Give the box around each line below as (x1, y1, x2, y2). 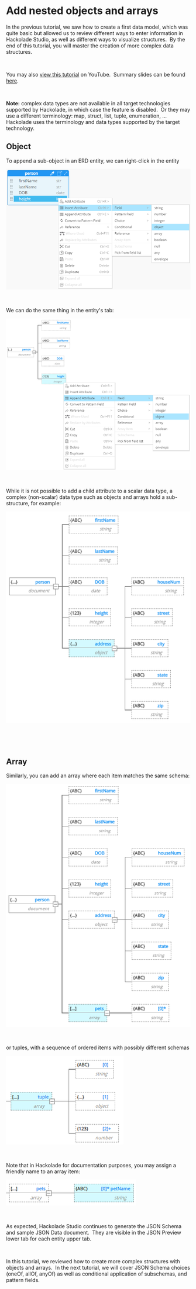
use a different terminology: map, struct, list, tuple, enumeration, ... (6, 112, 167, 119)
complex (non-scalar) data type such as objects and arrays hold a (6, 494, 165, 501)
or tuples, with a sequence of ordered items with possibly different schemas (6, 1044, 190, 1051)
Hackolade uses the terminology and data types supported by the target (6, 118, 180, 125)
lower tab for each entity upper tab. (6, 1235, 92, 1242)
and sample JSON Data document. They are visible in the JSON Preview (6, 1229, 181, 1236)
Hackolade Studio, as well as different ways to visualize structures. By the (6, 36, 185, 43)
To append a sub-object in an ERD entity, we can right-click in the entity (6, 157, 180, 164)
